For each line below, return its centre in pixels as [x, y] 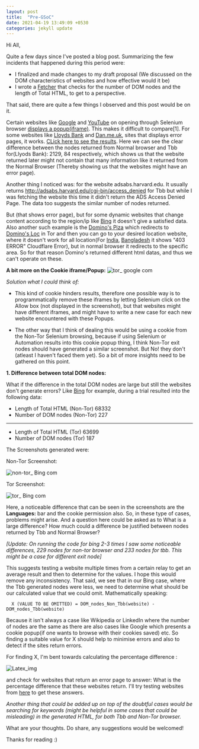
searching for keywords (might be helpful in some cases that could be [92, 710]
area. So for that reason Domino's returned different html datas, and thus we [99, 253]
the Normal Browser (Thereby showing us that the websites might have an [97, 167]
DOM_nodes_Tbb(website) [36, 609]
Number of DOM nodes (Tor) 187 [54, 438]
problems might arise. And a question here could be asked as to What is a [96, 520]
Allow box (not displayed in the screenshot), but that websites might [98, 306]
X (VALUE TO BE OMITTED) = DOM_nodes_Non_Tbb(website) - [83, 604]
